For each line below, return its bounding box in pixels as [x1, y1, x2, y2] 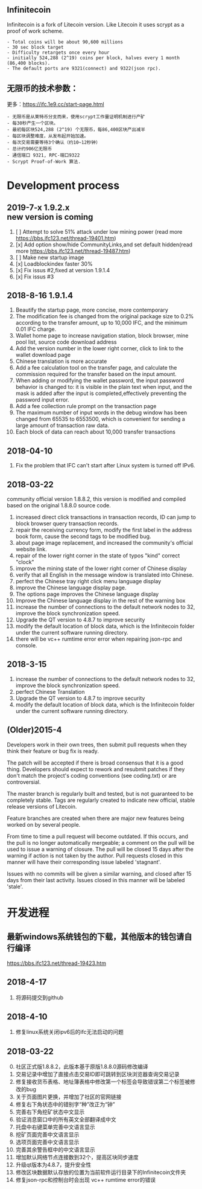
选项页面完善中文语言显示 [15, 1138, 80, 1146]
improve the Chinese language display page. [15, 584, 127, 591]
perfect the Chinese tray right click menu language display [15, 578, 162, 585]
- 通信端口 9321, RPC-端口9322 [7, 152, 80, 158]
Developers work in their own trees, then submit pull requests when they [7, 741, 188, 748]
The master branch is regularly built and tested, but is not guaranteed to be [7, 790, 194, 797]
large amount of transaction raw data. [15, 422, 110, 429]
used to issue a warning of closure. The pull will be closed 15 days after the [7, 845, 194, 853]
